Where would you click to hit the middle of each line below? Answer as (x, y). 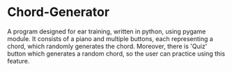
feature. (18, 61)
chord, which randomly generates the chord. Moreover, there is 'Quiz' (107, 46)
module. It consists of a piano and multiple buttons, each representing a (110, 38)
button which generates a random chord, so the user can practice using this (116, 54)
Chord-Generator (59, 12)
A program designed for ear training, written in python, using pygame (107, 31)
